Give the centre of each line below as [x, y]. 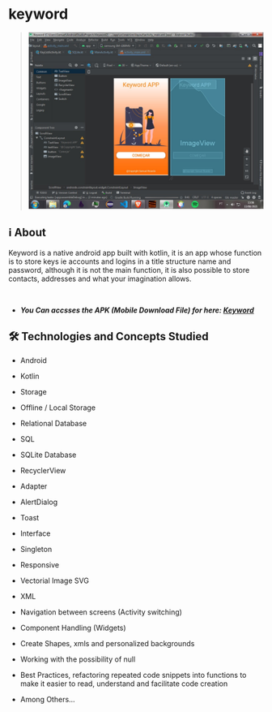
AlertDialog [39, 502]
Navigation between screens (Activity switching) [101, 612]
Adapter [34, 486]
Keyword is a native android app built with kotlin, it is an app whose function [135, 252]
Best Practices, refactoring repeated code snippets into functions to [133, 675]
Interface [35, 533]
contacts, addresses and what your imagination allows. [100, 278]
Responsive [39, 564]
